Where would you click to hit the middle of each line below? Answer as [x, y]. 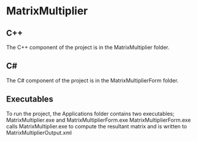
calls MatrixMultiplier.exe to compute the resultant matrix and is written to [96, 126]
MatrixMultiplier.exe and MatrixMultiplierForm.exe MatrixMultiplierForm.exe [98, 120]
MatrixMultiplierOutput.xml [39, 132]
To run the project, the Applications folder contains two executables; [90, 113]
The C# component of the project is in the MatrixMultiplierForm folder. [93, 80]
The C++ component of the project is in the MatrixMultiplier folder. [88, 47]
